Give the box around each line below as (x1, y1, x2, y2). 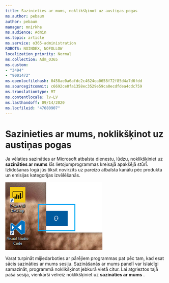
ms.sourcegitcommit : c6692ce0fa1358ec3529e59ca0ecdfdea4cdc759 (5, 84, 143, 89)
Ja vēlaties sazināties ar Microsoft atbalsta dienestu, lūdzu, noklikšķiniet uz (5, 156, 163, 162)
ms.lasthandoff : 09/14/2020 (5, 100, 65, 105)
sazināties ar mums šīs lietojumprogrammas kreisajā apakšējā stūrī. (5, 161, 149, 167)
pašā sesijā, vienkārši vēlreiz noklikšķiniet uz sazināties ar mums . (5, 272, 145, 278)
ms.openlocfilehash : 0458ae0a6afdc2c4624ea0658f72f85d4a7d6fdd (5, 78, 143, 84)
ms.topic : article (5, 35, 44, 40)
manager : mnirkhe (5, 25, 42, 30)
